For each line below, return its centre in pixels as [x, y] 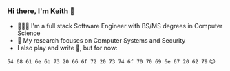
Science [29, 33]
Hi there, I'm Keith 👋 [41, 11]
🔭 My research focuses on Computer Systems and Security [101, 41]
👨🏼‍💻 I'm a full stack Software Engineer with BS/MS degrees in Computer [120, 26]
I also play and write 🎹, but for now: [67, 48]
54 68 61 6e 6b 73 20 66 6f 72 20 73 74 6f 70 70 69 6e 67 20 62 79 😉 [111, 61]
